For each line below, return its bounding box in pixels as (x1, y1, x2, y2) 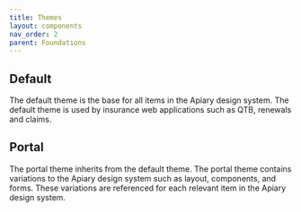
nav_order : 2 (9, 30, 58, 38)
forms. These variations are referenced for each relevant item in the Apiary (9, 182, 287, 193)
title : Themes (9, 13, 63, 22)
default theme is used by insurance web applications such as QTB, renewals (9, 105, 292, 115)
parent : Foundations (9, 38, 87, 47)
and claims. (9, 114, 52, 125)
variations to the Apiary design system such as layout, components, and (9, 173, 277, 183)
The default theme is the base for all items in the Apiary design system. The (9, 95, 289, 106)
